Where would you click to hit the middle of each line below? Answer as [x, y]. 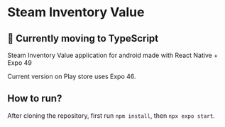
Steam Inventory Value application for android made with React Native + [113, 55]
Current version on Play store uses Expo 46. [72, 76]
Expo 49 [20, 63]
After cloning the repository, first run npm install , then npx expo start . [111, 115]
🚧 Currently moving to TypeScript [83, 38]
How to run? [35, 98]
